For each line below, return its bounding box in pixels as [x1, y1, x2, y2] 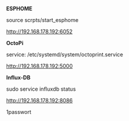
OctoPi [6, 40, 24, 46]
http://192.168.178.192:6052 [6, 28, 73, 35]
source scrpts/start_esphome [6, 17, 79, 23]
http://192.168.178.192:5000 [6, 62, 73, 69]
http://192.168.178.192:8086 [6, 97, 73, 104]
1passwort [6, 109, 32, 115]
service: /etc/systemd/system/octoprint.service [6, 51, 124, 58]
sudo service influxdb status [6, 85, 76, 93]
